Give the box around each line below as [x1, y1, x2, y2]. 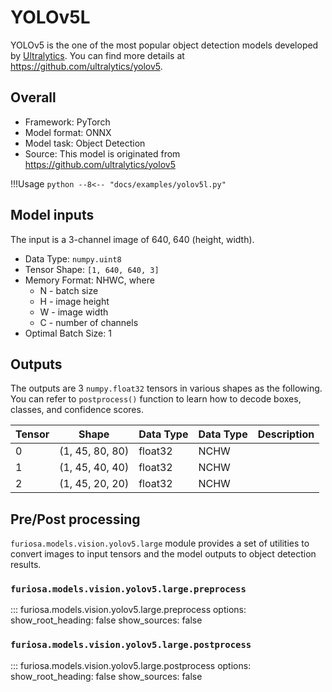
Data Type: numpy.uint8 [24, 252, 122, 265]
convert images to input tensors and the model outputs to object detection [10, 548, 317, 560]
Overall [10, 89, 57, 106]
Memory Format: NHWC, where [24, 274, 155, 286]
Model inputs [10, 207, 95, 224]
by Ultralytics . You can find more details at [10, 49, 185, 61]
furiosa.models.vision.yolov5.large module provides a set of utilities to [10, 537, 310, 550]
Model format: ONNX [24, 126, 112, 138]
